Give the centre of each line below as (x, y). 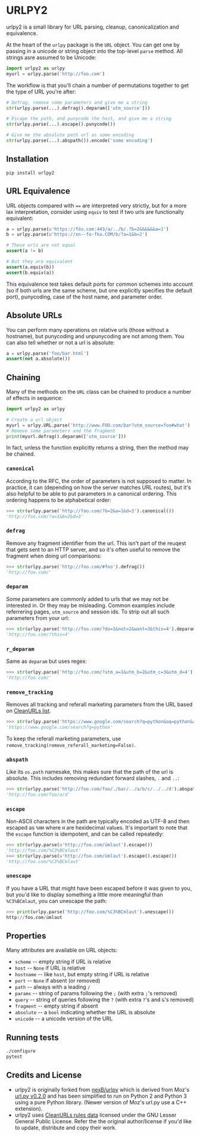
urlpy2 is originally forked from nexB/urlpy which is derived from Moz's (102, 1089)
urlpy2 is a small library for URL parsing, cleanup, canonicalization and (93, 27)
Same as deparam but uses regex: (47, 661)
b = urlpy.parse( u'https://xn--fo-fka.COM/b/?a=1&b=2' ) (77, 235)
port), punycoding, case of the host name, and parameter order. (85, 297)
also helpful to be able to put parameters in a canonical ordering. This (91, 493)
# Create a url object (34, 420)
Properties (26, 936)
